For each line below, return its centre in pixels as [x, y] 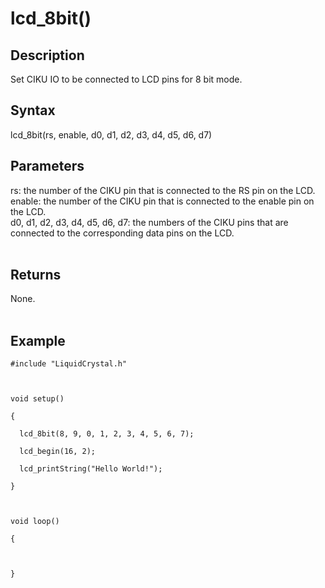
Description [47, 55]
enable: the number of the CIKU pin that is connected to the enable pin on [162, 201]
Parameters [47, 166]
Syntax [33, 110]
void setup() [37, 399]
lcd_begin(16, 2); [58, 452]
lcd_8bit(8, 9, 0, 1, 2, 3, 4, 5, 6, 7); [107, 434]
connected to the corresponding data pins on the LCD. [122, 233]
